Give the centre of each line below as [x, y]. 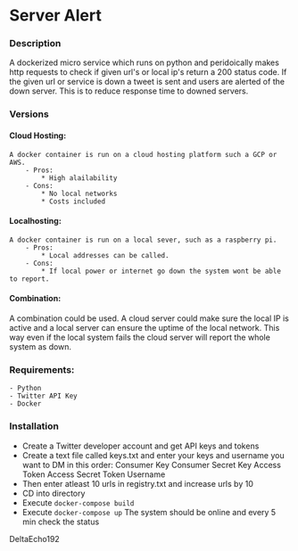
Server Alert [56, 16]
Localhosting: [36, 221]
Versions [29, 114]
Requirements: [42, 369]
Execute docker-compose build [78, 502]
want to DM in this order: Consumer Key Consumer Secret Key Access [151, 465]
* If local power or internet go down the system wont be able [161, 271]
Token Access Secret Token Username [94, 474]
